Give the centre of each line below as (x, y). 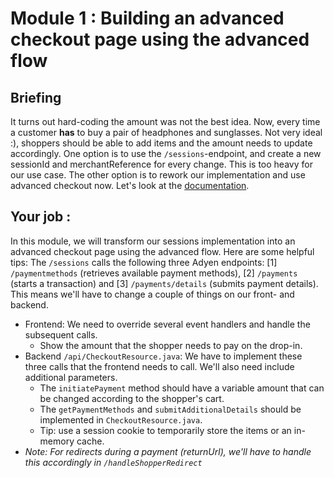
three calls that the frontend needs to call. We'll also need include (159, 366)
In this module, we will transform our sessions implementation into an (153, 241)
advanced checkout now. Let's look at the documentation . (130, 185)
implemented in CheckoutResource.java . (121, 419)
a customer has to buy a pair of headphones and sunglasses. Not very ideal (166, 132)
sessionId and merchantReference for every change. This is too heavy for (161, 164)
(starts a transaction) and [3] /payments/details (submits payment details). (164, 283)
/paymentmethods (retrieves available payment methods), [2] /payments (154, 273)
